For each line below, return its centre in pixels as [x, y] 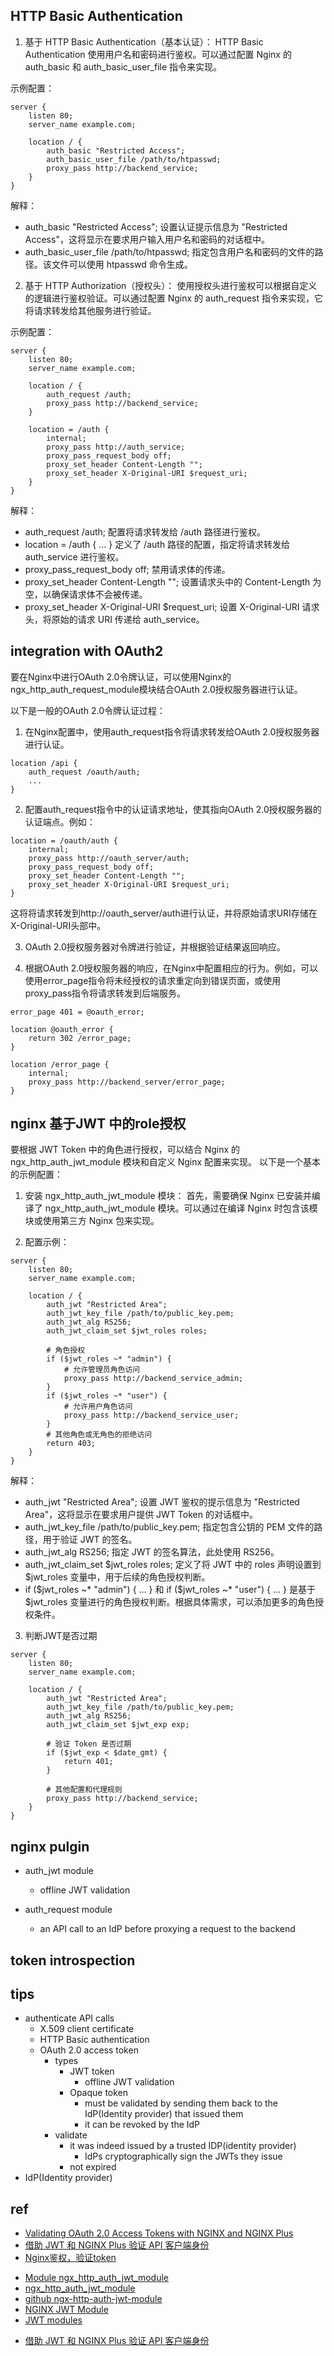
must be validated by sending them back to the [181, 2103]
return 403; [71, 1444]
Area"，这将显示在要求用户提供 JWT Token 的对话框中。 [141, 1515]
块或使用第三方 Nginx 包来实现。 [92, 1221]
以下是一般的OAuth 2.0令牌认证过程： [88, 710]
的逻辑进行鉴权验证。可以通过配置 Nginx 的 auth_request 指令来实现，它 [174, 298]
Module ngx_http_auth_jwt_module [97, 2278]
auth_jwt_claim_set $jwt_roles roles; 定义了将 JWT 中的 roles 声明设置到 [173, 1565]
